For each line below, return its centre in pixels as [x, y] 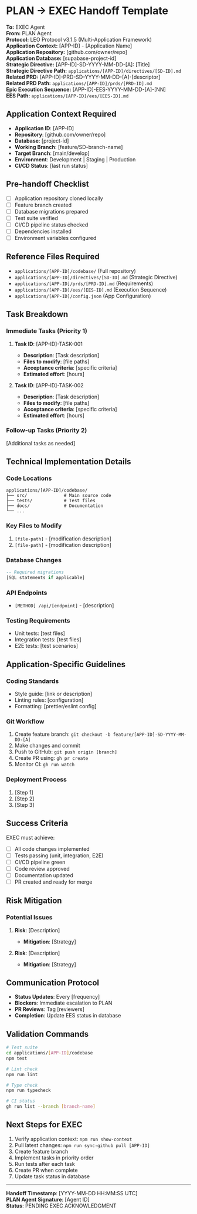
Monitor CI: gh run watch [45, 765]
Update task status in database [52, 1176]
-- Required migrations [35, 572]
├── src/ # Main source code [59, 496]
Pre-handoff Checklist [47, 184]
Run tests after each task [45, 1164]
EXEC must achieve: [30, 837]
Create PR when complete [46, 1170]
